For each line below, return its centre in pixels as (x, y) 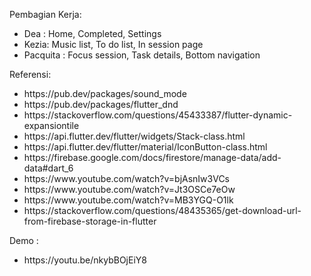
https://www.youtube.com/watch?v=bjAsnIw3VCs (127, 178)
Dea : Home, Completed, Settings (92, 33)
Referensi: (30, 74)
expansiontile (51, 125)
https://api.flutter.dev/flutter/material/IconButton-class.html (145, 147)
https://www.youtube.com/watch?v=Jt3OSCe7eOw (129, 189)
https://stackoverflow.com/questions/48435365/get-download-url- (162, 210)
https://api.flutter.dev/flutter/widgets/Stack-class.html (134, 136)
